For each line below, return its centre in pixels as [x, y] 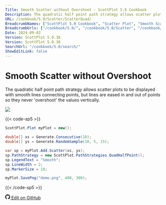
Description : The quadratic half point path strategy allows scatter [78, 14]
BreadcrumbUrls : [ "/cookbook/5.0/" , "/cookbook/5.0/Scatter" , [70, 28]
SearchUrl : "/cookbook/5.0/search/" [43, 47]
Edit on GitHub [26, 198]
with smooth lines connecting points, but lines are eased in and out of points [83, 95]
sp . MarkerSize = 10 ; [26, 169]
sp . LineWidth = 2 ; [24, 164]
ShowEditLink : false [26, 51]
